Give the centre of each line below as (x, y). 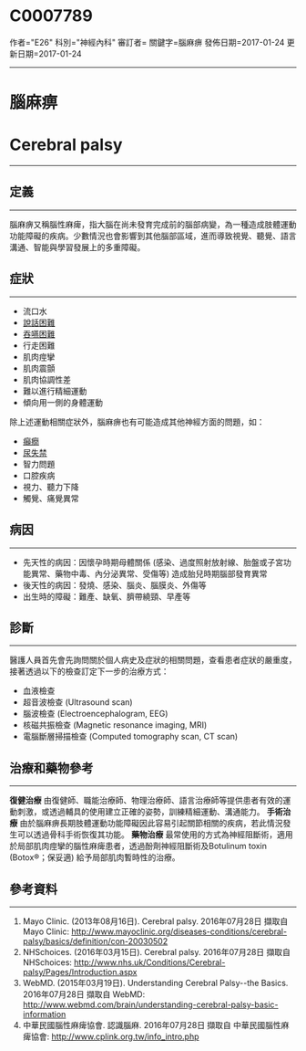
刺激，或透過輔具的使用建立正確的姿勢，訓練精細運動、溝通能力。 (141, 812)
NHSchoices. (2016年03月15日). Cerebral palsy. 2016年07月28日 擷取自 (157, 951)
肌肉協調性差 (46, 379)
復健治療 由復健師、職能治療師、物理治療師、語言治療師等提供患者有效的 (146, 801)
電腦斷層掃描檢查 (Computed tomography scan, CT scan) (130, 737)
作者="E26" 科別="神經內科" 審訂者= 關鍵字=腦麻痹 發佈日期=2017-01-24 (147, 42)
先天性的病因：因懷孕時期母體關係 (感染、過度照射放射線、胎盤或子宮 (153, 562)
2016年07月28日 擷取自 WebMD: (84, 994)
